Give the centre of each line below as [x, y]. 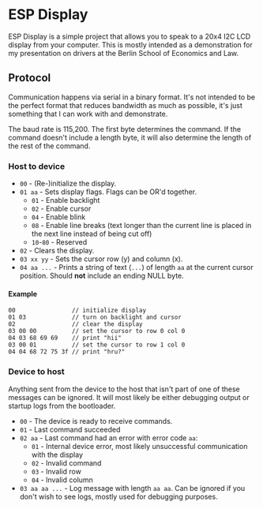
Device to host [36, 372]
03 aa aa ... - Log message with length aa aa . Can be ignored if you [132, 488]
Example [23, 294]
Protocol [30, 78]
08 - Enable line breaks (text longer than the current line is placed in [141, 226]
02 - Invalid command [66, 462]
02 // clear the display [76, 324]
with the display [57, 455]
